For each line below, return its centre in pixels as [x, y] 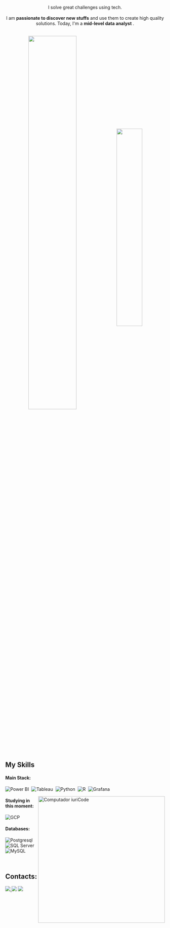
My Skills [20, 765]
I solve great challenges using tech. [85, 7]
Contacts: [21, 877]
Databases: [18, 829]
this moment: [19, 806]
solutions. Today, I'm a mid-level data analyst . [85, 23]
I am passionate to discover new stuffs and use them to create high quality [85, 18]
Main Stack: [18, 778]
